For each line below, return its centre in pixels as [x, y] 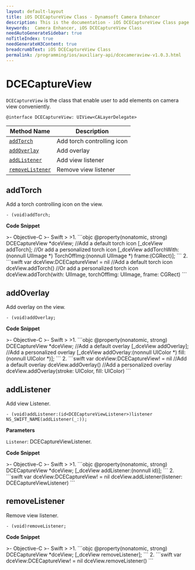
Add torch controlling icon [92, 141]
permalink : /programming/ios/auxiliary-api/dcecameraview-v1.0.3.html [94, 55]
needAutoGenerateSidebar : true [44, 33]
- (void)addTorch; [28, 215]
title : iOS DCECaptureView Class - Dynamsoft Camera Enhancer [83, 17]
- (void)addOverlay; [31, 318]
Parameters [20, 430]
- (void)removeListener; [36, 526]
